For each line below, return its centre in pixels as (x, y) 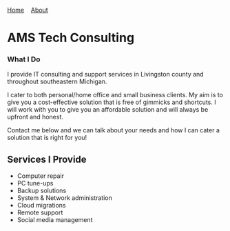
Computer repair (40, 176)
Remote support (40, 212)
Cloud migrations (41, 205)
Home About (28, 10)
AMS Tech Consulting (71, 38)
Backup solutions (42, 191)
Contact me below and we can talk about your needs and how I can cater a (114, 130)
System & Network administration (64, 198)
